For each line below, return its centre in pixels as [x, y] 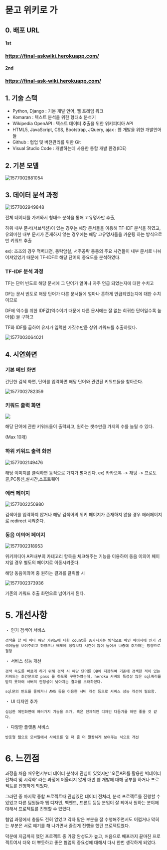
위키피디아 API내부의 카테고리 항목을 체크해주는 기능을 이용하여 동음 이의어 [78, 557]
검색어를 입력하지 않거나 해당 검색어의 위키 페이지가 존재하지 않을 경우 [73, 514]
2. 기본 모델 [22, 166]
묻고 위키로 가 [31, 10]
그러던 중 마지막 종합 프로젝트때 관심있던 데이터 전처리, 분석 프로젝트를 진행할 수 [83, 796]
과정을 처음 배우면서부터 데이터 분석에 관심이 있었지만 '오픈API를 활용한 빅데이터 [83, 773]
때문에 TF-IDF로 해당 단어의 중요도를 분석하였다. [74, 258]
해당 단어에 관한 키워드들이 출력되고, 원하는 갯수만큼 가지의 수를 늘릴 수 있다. [80, 426]
